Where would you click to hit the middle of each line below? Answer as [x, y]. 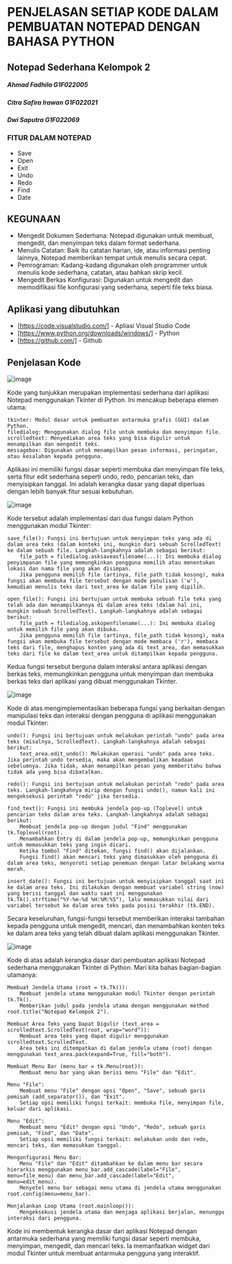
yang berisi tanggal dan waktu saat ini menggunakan [85, 894]
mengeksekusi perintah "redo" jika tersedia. [74, 796]
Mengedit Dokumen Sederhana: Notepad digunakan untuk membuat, [116, 236]
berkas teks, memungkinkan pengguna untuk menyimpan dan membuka [110, 674]
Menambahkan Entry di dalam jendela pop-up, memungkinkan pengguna [119, 839]
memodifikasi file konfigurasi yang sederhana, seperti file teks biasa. [115, 287]
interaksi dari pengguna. [44, 1218]
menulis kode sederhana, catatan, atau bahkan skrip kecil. [100, 273]
